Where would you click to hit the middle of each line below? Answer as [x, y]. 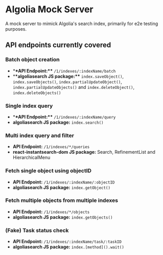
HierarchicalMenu [31, 157]
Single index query [29, 106]
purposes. [16, 29]
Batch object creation [32, 60]
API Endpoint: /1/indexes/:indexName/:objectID [64, 182]
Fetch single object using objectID [49, 171]
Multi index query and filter [40, 135]
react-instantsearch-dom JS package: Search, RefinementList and [84, 152]
